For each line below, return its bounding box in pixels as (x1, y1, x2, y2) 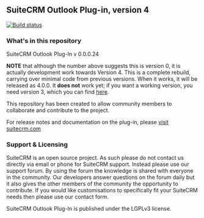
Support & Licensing (6, 140, 68, 149)
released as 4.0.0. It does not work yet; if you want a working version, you (6, 82, 194, 89)
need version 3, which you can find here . (6, 88, 109, 96)
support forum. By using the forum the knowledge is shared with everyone (6, 167, 194, 175)
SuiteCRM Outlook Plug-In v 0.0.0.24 (6, 50, 100, 58)
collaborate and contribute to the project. (6, 107, 110, 114)
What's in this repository (6, 36, 81, 45)
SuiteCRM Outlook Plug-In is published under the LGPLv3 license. (6, 205, 172, 212)
